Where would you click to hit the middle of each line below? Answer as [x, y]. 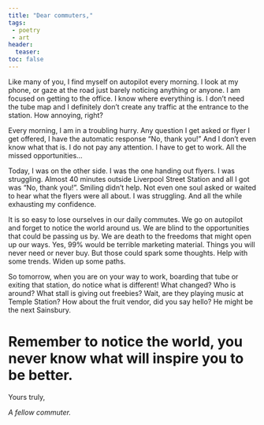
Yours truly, [27, 397]
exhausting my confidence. [52, 204]
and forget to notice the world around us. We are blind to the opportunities [129, 227]
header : [21, 45]
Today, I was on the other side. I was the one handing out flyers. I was [121, 171]
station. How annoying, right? [56, 115]
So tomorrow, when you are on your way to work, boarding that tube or [123, 276]
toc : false [26, 60]
